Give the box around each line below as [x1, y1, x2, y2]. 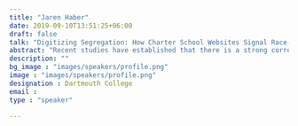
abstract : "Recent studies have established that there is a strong [9, 46, 268, 55]
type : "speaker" [9, 95, 74, 105]
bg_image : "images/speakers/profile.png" [9, 63, 169, 72]
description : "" [9, 54, 69, 63]
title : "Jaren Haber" [9, 12, 90, 22]
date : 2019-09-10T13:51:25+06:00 [9, 21, 133, 30]
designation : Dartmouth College [9, 79, 133, 88]
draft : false [9, 29, 58, 38]
